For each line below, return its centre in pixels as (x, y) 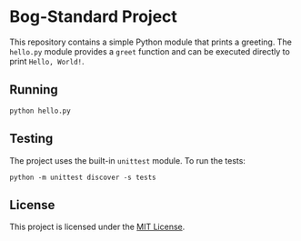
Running (34, 90)
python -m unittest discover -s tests (83, 177)
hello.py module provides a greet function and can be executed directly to (150, 51)
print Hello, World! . (47, 61)
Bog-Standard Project (93, 17)
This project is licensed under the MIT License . (97, 227)
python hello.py (40, 111)
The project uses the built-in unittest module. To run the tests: (127, 160)
